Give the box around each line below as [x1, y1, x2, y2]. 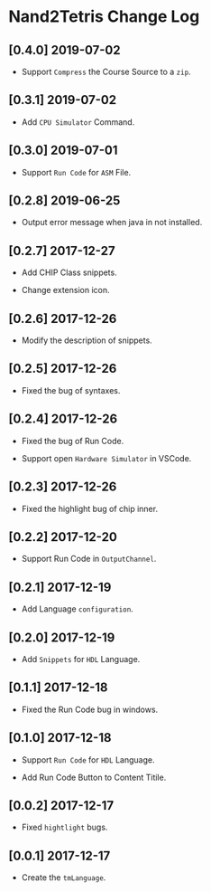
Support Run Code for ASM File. [21, 166, 132, 177]
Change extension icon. [21, 285, 110, 296]
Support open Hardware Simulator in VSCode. [21, 452, 192, 463]
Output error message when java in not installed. [21, 217, 203, 228]
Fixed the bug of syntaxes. [21, 384, 121, 395]
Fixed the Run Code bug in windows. [21, 704, 159, 715]
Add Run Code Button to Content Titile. [21, 772, 167, 783]
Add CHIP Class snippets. [21, 267, 118, 278]
